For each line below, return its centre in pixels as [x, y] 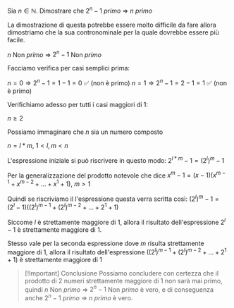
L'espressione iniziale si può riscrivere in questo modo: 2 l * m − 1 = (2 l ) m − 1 [116, 159]
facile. [16, 39]
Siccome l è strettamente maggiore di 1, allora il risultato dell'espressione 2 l [117, 222]
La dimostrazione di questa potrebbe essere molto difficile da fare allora [112, 25]
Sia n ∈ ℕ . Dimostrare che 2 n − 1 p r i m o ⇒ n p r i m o [80, 10]
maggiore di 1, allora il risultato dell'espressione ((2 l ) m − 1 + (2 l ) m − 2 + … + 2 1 [117, 251]
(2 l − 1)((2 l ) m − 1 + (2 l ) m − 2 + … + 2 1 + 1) [63, 207]
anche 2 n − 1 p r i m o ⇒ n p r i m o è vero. [79, 297]
